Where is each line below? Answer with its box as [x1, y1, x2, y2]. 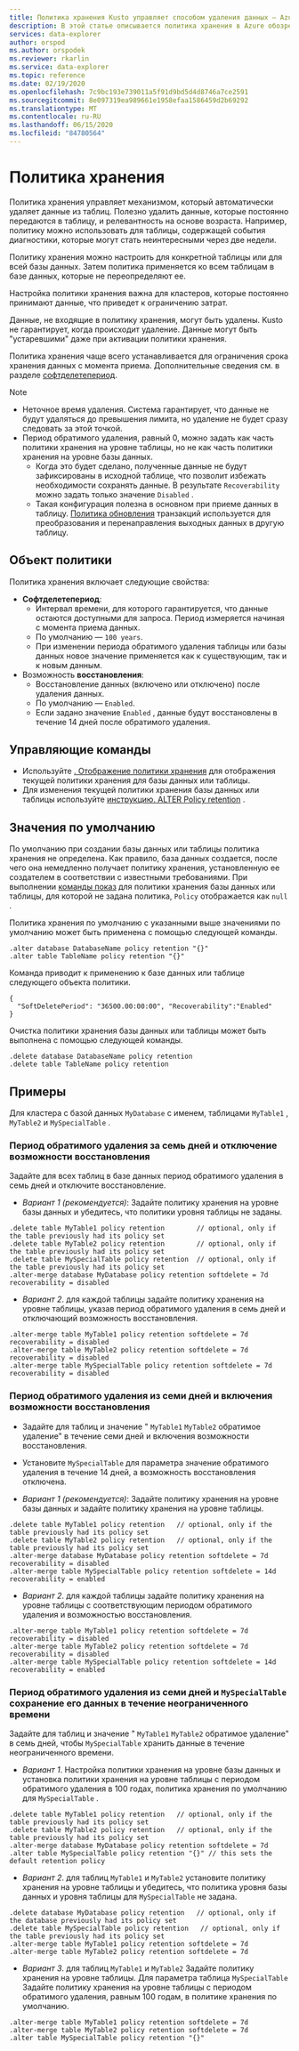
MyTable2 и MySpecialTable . [9, 1118, 111, 1128]
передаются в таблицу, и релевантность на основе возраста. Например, [9, 215, 287, 226]
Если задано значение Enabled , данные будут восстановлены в [35, 707, 278, 717]
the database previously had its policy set [9, 1916, 177, 1925]
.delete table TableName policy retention [9, 1060, 169, 1069]
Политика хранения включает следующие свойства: [9, 576, 210, 587]
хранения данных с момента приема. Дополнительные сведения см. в [9, 359, 280, 370]
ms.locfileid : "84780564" [9, 129, 105, 138]
